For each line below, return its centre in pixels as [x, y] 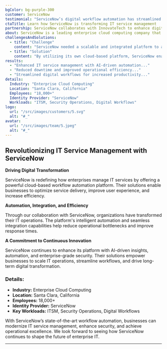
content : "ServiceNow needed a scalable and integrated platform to [86, 47]
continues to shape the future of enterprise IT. [52, 337]
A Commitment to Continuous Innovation [48, 241]
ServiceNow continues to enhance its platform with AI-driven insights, [77, 250]
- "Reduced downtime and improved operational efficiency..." [75, 70]
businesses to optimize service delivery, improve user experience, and [78, 190]
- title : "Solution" [31, 51]
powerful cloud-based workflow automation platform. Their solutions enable [83, 185]
